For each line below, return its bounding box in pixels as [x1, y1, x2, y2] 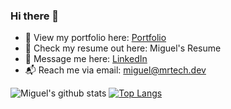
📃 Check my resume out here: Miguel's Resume [24, 42, 222, 54]
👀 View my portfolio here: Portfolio [24, 32, 167, 44]
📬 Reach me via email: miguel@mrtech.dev [24, 64, 207, 76]
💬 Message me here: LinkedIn [24, 53, 148, 65]
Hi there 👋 [10, 9, 60, 23]
